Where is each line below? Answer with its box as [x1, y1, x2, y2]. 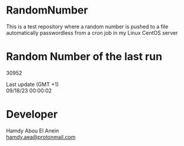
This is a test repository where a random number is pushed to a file [6, 23, 169, 30]
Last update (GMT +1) [6, 81, 59, 88]
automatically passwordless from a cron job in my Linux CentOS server [6, 29, 178, 36]
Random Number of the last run [6, 50, 163, 64]
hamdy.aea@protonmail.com [6, 133, 76, 140]
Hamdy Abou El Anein [6, 127, 59, 134]
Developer [6, 108, 58, 121]
